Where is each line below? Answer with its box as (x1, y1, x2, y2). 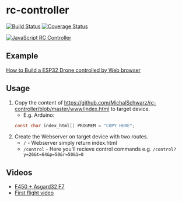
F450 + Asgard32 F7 (14, 183, 65, 190)
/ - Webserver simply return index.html (23, 140, 117, 147)
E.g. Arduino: (23, 112, 55, 119)
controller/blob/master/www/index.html (14, 105, 110, 112)
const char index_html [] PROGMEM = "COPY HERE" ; (14, 123, 135, 128)
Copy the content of (14, 99, 63, 106)
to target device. (110, 105, 150, 112)
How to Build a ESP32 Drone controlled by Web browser (6, 67, 141, 74)
